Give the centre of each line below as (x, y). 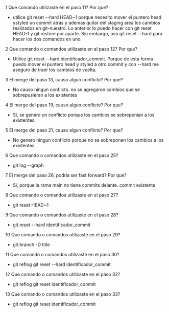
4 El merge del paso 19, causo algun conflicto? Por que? (64, 105)
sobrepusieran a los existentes (45, 95)
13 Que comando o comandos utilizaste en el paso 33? (63, 294)
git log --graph (28, 165)
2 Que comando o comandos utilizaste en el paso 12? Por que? (71, 49)
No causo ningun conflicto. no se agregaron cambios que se (76, 90)
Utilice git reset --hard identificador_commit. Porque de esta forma (83, 59)
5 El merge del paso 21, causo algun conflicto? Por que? (64, 130)
